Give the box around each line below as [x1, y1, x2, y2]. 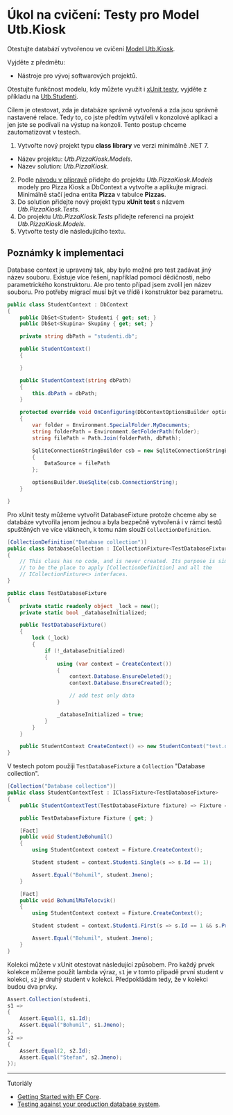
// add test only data [69, 692, 135, 700]
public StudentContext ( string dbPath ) [19, 377, 132, 384]
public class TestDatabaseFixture [7, 589, 107, 596]
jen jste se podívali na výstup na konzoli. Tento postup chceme [7, 120, 187, 128]
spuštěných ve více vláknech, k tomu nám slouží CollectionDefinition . [7, 525, 212, 533]
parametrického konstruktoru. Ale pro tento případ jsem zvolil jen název [7, 280, 212, 288]
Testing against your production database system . [17, 1100, 161, 1109]
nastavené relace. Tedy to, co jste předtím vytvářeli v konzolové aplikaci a [7, 113, 218, 121]
